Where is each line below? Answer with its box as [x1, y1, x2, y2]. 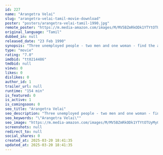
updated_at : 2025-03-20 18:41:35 [5, 143, 73, 148]
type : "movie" [5, 48, 34, 52]
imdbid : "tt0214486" [5, 57, 47, 62]
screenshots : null [5, 124, 42, 129]
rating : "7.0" [5, 52, 34, 57]
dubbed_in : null [5, 34, 38, 39]
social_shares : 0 [5, 134, 40, 138]
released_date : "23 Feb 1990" [5, 39, 66, 44]
